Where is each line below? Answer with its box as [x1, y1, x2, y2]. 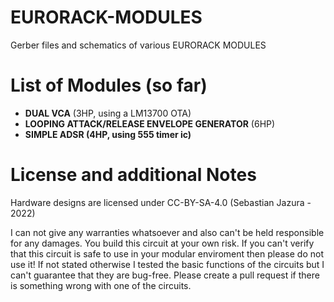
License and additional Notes [10, 164, 257, 186]
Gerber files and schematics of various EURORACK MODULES [10, 39, 267, 51]
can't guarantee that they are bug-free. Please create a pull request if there [10, 269, 320, 281]
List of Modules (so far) [10, 74, 208, 97]
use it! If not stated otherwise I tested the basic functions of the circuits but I [10, 258, 325, 270]
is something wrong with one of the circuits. [10, 279, 192, 291]
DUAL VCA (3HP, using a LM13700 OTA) [24, 107, 192, 119]
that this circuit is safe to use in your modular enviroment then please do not [10, 247, 324, 260]
